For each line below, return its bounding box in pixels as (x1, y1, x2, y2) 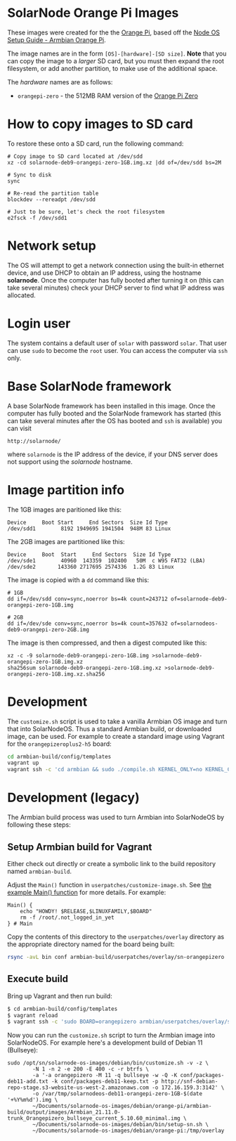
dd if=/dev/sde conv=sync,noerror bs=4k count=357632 (7, 620, 169, 627)
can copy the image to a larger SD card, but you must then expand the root (7, 56, 225, 65)
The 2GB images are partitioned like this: (7, 537, 125, 546)
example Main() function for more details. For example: (7, 888, 166, 896)
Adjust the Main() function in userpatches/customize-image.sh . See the (7, 880, 212, 889)
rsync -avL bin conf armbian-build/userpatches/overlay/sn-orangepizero (7, 953, 225, 960)
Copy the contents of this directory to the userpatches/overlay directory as (7, 932, 225, 941)
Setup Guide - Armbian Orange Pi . (7, 35, 107, 44)
